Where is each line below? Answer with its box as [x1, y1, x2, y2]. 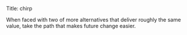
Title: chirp [6, 5, 33, 12]
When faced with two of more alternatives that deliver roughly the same [6, 16, 182, 23]
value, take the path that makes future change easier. [6, 23, 136, 29]
